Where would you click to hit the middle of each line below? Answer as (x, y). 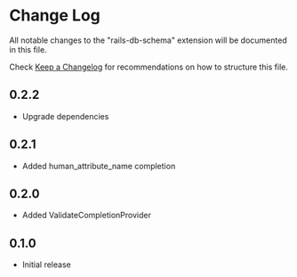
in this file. (28, 49)
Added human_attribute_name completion (99, 166)
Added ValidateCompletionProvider (86, 216)
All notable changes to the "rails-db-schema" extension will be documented (148, 40)
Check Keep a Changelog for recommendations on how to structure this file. (149, 67)
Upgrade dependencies (65, 116)
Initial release (46, 265)
